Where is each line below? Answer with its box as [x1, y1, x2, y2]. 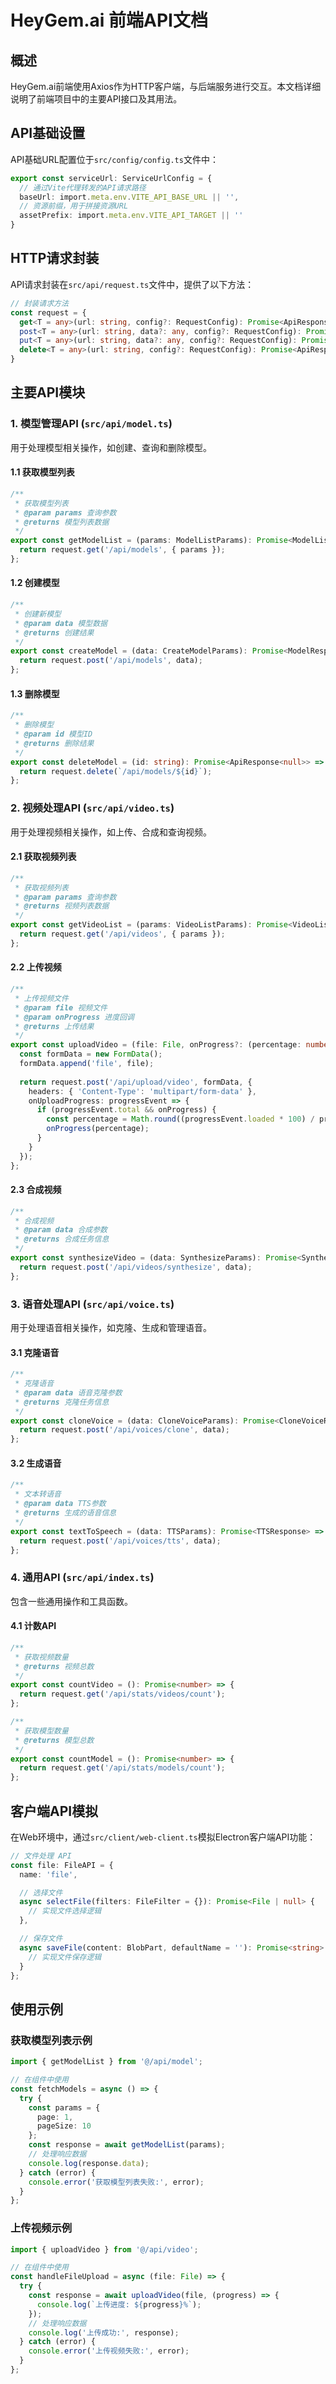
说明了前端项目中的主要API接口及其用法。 [10, 93, 183, 105]
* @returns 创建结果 [14, 627, 95, 638]
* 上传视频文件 [14, 993, 69, 1003]
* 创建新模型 [14, 609, 62, 619]
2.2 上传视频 [10, 961, 62, 973]
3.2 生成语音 [10, 1457, 62, 1469]
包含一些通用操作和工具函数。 [10, 1595, 133, 1607]
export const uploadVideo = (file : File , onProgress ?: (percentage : [10, 1040, 302, 1050]
